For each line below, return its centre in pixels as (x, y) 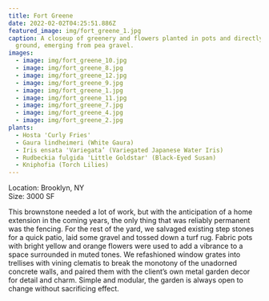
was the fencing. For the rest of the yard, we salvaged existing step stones (131, 229)
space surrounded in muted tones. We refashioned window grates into (124, 254)
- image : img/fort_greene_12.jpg (71, 75)
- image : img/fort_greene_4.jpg (70, 113)
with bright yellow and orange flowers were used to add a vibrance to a (126, 246)
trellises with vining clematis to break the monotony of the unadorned (123, 263)
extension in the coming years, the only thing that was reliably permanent (129, 221)
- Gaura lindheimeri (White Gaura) (75, 142)
